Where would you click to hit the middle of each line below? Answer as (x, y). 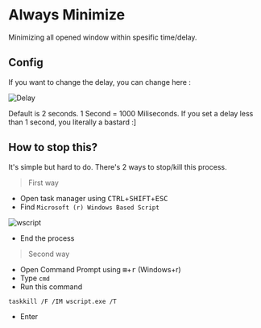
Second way (49, 254)
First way (43, 183)
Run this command (51, 286)
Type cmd (35, 278)
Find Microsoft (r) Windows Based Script (89, 207)
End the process (47, 238)
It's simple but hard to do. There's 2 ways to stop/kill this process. (118, 166)
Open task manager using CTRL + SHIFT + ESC (94, 198)
